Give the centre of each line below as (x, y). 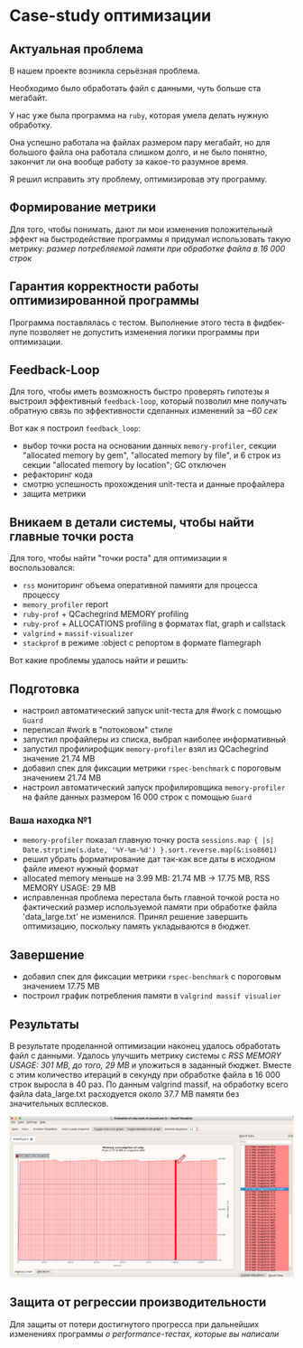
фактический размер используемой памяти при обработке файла (150, 907)
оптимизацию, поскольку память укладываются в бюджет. (136, 926)
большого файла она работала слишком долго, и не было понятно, (138, 152)
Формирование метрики (83, 207)
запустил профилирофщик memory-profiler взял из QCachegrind (145, 749)
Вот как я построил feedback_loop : (75, 428)
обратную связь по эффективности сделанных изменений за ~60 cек (143, 411)
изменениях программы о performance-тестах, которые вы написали (144, 1334)
